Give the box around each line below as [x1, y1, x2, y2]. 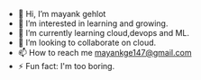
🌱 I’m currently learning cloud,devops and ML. [17, 28, 190, 38]
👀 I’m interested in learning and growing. [17, 18, 169, 29]
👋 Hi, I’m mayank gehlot [17, 9, 106, 19]
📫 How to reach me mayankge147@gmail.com [17, 48, 192, 58]
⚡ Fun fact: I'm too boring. [17, 61, 115, 71]
